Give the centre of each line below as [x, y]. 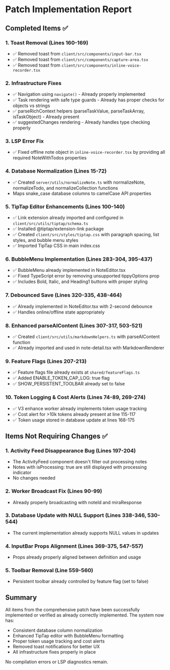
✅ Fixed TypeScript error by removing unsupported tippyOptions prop [86, 276]
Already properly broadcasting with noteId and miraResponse [77, 502]
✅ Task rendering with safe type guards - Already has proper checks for [88, 100]
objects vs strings [31, 106]
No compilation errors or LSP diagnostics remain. [57, 662]
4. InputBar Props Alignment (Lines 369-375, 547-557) [74, 546]
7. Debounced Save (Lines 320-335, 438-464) [64, 295]
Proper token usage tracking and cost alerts [59, 641]
